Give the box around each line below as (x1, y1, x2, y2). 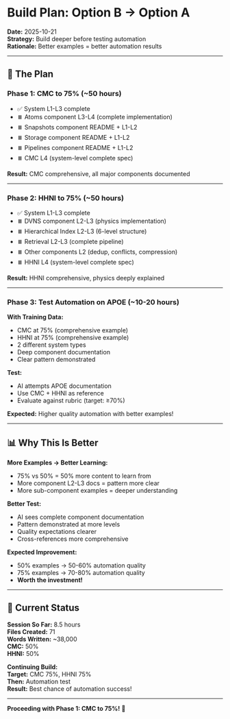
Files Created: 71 (7, 627, 56, 635)
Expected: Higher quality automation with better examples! (7, 410, 174, 418)
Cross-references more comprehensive (16, 535, 129, 543)
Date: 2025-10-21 (7, 27, 57, 36)
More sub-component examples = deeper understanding (16, 487, 178, 495)
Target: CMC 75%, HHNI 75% (7, 670, 92, 678)
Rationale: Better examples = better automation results (7, 42, 162, 50)
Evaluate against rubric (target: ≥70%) (16, 396, 125, 405)
